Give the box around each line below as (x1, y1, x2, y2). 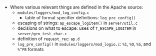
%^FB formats (17, 47, 44, 52)
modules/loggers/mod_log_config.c (17, 10, 89, 15)
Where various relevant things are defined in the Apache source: (9, 4, 143, 10)
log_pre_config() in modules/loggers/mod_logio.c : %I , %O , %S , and (17, 41, 151, 47)
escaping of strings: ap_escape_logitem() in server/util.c (17, 20, 138, 26)
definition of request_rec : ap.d (17, 36, 80, 42)
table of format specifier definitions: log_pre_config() (24, 15, 136, 20)
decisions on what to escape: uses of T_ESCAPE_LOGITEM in (17, 25, 136, 31)
